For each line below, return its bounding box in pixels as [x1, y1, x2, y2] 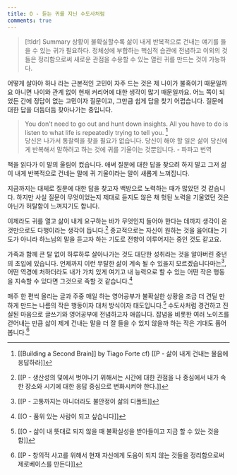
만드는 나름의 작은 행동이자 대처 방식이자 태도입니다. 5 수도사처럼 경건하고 [20, 300, 221, 310]
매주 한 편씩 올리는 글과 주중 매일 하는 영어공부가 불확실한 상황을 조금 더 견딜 [7, 292, 218, 300]
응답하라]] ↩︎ [17, 358, 53, 367]
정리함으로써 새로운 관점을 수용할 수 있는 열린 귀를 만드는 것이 [37, 54, 207, 64]
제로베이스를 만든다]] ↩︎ [17, 460, 83, 469]
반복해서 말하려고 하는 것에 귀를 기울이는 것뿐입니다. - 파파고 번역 [32, 146, 212, 154]
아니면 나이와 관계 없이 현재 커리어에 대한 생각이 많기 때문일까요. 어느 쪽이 [14, 88, 218, 96]
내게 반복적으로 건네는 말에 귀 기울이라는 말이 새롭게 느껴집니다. [14, 169, 190, 177]
